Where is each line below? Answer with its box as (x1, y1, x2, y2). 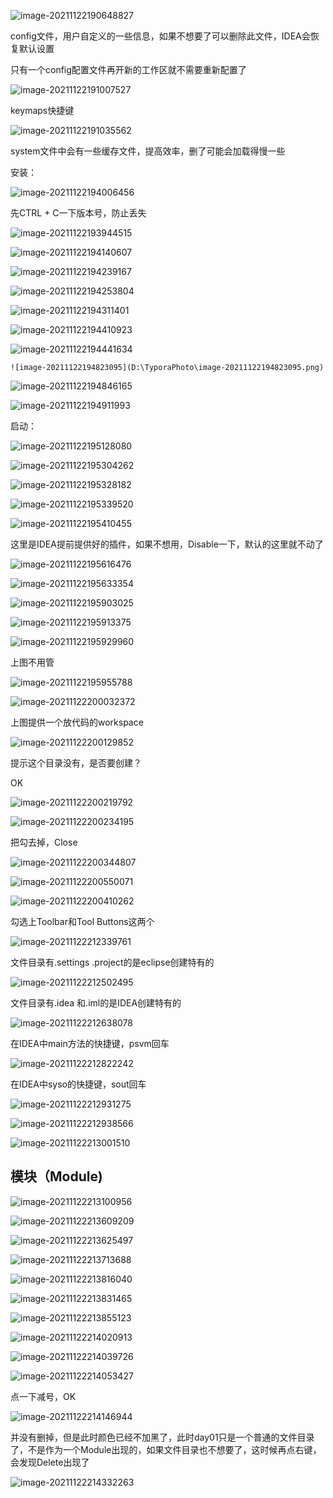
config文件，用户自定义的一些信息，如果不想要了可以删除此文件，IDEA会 (10, 30, 311, 42)
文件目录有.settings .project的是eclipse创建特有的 (10, 956, 215, 968)
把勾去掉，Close (10, 836, 78, 848)
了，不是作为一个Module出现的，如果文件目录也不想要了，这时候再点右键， (10, 1443, 322, 1455)
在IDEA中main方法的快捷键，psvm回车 (10, 1038, 170, 1049)
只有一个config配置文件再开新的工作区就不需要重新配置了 (10, 64, 247, 75)
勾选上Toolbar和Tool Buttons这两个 (10, 916, 155, 927)
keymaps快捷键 (10, 105, 75, 116)
